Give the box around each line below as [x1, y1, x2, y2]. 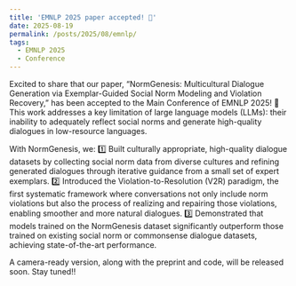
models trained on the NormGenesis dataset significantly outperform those [9, 221, 284, 231]
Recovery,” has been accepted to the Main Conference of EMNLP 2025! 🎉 [9, 98, 280, 107]
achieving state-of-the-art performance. [9, 240, 157, 250]
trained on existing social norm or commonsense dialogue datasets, [9, 230, 258, 241]
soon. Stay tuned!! [9, 266, 76, 276]
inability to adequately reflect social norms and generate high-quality [9, 116, 262, 127]
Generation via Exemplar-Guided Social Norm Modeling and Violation [9, 88, 262, 99]
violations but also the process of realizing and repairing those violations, [9, 198, 277, 209]
